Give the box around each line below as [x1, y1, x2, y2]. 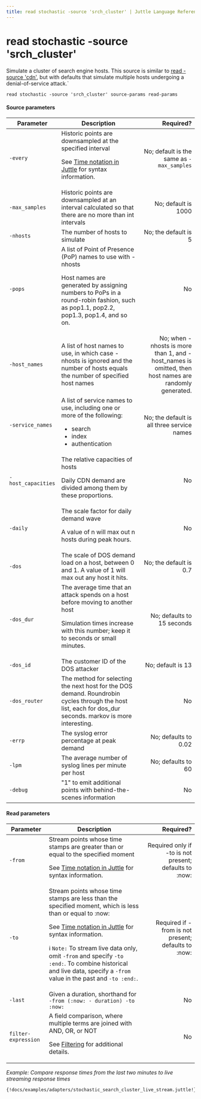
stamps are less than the [48, 894, 118, 902]
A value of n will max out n [61, 528, 136, 536]
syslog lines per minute [61, 761, 127, 769]
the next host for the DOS [61, 681, 133, 690]
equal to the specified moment [48, 850, 135, 859]
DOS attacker [61, 665, 99, 673]
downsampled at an [61, 196, 117, 204]
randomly [165, 379, 192, 387]
